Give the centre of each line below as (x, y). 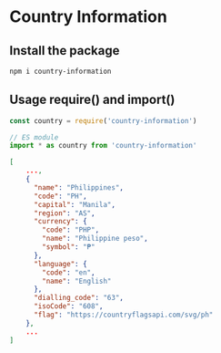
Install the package (65, 51)
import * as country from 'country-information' (103, 146)
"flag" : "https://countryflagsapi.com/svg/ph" (123, 315)
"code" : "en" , (69, 272)
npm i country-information (60, 71)
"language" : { (60, 264)
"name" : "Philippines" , (79, 187)
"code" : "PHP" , (71, 230)
